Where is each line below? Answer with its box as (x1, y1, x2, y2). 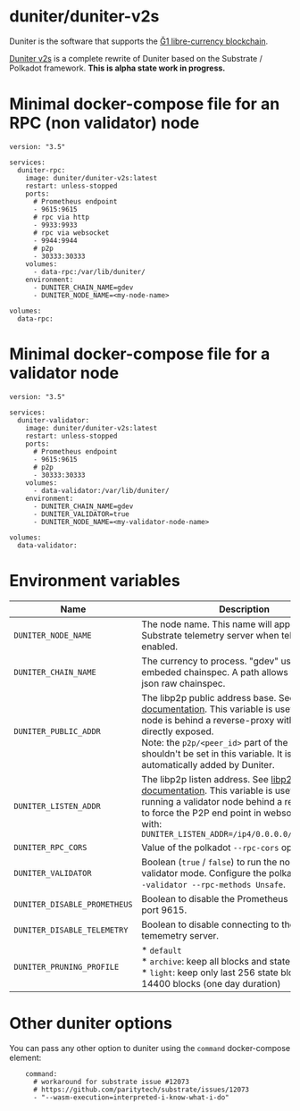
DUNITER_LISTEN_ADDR (13, 801, 101, 811)
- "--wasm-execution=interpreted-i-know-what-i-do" (32, 1092, 229, 1102)
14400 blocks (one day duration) (141, 977, 281, 990)
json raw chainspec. (141, 677, 226, 689)
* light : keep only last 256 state (141, 966, 279, 979)
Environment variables (9, 571, 180, 590)
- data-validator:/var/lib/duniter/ (32, 486, 170, 495)
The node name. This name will (141, 618, 272, 631)
